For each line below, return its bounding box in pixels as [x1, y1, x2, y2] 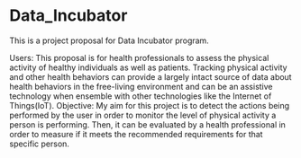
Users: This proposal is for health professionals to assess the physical [9, 52, 269, 63]
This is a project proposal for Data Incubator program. [9, 35, 209, 46]
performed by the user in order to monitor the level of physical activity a [9, 110, 277, 120]
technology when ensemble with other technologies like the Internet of [9, 91, 272, 101]
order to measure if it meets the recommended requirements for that [9, 128, 263, 139]
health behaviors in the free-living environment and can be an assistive [9, 81, 273, 92]
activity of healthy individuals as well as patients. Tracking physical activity [9, 62, 287, 73]
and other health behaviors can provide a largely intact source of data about [9, 71, 292, 82]
